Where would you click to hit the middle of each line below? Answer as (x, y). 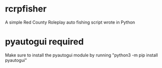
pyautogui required (44, 42)
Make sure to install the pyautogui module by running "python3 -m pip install (81, 55)
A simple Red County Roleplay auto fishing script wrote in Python (70, 22)
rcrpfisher (26, 9)
